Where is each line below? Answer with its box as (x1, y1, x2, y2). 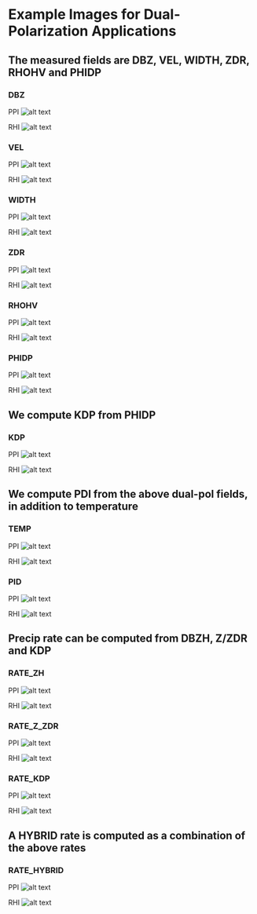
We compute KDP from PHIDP (8, 408, 156, 422)
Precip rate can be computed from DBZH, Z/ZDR (8, 632, 248, 645)
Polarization (8, 22, 89, 40)
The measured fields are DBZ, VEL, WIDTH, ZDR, (8, 53, 250, 67)
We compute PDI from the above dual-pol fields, (8, 488, 248, 501)
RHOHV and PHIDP (8, 65, 102, 79)
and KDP (8, 644, 52, 657)
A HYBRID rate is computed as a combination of (8, 828, 246, 842)
